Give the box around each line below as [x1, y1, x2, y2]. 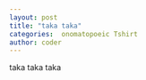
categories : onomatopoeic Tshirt [9, 29, 139, 38]
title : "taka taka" [9, 21, 82, 30]
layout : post [9, 12, 58, 22]
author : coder [9, 37, 63, 47]
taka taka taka [9, 62, 62, 73]
